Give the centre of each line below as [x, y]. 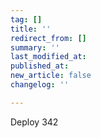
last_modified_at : [48, 57]
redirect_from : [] [48, 38]
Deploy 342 [34, 122]
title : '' [31, 29]
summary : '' [35, 47]
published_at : [40, 66]
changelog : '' [40, 85]
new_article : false [51, 76]
